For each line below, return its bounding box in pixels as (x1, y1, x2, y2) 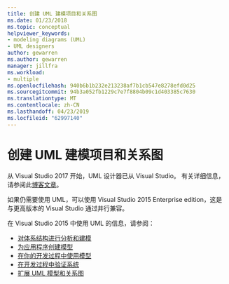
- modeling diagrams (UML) (7, 36, 86, 43)
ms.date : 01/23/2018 (7, 17, 68, 24)
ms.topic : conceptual (7, 23, 71, 30)
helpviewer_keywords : (7, 29, 71, 37)
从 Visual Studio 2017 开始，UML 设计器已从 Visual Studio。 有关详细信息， (7, 171, 225, 180)
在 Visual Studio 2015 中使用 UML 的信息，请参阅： (7, 219, 155, 227)
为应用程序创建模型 (17, 243, 74, 251)
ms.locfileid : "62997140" (7, 114, 83, 121)
